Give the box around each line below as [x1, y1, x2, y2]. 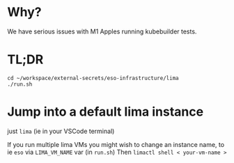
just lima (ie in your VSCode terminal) [7, 127, 115, 135]
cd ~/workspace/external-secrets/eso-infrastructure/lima [7, 75, 179, 81]
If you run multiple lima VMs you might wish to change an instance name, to [7, 140, 225, 148]
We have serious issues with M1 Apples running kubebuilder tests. [7, 27, 197, 36]
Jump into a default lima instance [7, 104, 204, 120]
